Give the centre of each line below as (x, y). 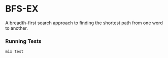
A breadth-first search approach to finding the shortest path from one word (84, 23)
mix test (14, 52)
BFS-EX (22, 9)
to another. (16, 28)
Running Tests (23, 41)
